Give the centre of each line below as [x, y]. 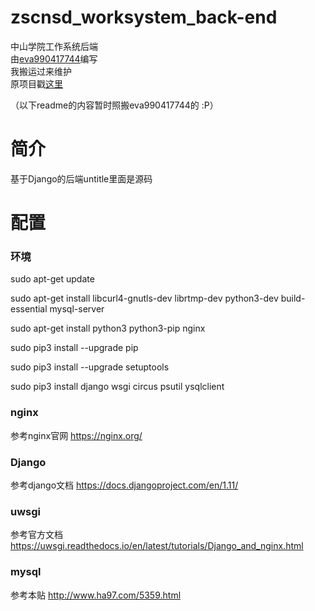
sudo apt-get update [52, 279]
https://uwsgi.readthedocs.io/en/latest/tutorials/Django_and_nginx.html [157, 546]
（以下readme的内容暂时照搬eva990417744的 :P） [114, 105]
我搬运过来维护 [41, 71]
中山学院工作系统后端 [54, 46]
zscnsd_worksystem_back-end [144, 17]
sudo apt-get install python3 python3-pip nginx [108, 328]
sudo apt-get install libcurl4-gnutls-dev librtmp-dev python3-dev [144, 298]
